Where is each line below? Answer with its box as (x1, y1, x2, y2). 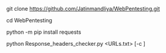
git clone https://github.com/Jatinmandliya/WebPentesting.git (6, 5, 160, 12)
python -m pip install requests (6, 28, 81, 36)
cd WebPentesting (6, 17, 53, 23)
